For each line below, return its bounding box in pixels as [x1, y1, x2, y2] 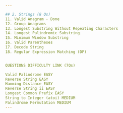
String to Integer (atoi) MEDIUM [5, 95, 76, 100]
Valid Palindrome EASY [5, 72, 53, 77]
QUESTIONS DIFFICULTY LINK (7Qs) [5, 63, 76, 68]
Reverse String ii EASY [5, 86, 55, 91]
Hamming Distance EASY [5, 81, 53, 86]
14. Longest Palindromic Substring [5, 31, 80, 36]
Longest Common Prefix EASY [5, 91, 65, 96]
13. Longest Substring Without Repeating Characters [5, 26, 118, 31]
